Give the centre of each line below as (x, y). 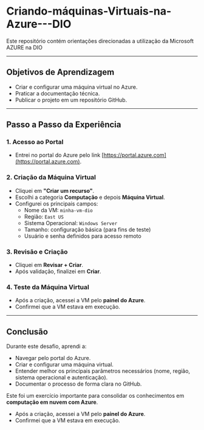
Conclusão (27, 332)
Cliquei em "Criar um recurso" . (55, 190)
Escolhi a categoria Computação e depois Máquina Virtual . (90, 197)
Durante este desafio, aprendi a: (46, 346)
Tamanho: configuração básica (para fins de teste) (87, 229)
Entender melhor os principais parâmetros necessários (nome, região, (102, 371)
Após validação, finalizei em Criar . (58, 271)
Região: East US (44, 217)
